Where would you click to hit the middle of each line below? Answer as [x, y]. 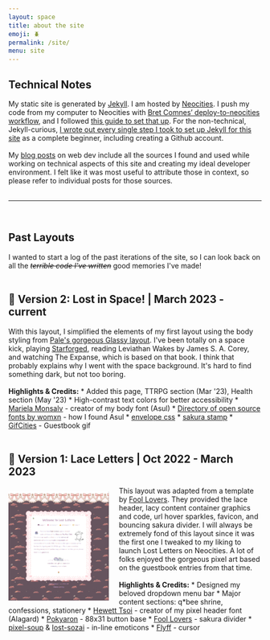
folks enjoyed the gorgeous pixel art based [190, 560]
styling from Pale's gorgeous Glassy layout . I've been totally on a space [127, 340]
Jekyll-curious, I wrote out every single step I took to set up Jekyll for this [130, 129]
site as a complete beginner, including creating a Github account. [116, 137]
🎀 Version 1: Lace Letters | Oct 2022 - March [121, 459]
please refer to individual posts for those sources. [90, 180]
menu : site [27, 51]
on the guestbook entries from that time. [186, 568]
